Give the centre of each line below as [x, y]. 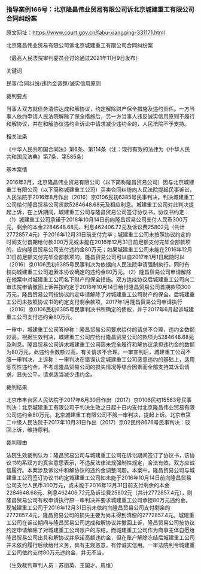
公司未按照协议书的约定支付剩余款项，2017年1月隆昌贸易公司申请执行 [97, 302]
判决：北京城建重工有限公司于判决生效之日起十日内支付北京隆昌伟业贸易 [95, 408]
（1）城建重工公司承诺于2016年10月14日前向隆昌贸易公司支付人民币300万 [97, 220]
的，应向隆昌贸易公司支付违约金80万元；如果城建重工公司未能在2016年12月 [99, 250]
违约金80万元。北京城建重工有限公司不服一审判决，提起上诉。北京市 [101, 415]
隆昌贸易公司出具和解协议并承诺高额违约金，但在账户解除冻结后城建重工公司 [100, 537]
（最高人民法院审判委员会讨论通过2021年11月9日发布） [74, 58]
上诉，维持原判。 [32, 430]
